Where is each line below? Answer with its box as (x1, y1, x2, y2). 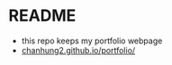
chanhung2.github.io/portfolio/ (21, 44, 136, 55)
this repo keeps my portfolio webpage (21, 35, 163, 46)
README (8, 5, 77, 26)
